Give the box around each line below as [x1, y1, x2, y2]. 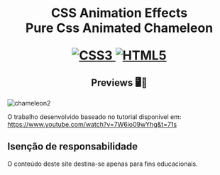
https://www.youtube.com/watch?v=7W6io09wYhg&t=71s [7, 120, 177, 128]
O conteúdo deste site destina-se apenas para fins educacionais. [7, 159, 198, 168]
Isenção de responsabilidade [7, 140, 138, 153]
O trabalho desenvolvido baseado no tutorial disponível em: [7, 113, 182, 121]
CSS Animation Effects [50, 5, 188, 21]
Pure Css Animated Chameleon [25, 20, 214, 36]
